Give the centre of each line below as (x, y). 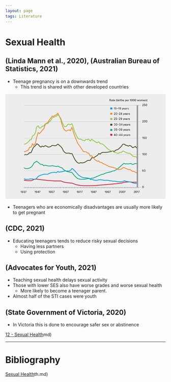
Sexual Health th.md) (27, 374)
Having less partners (42, 246)
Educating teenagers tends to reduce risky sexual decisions (75, 241)
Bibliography (33, 360)
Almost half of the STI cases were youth (54, 296)
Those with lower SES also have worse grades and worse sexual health (87, 285)
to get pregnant (29, 212)
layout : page (19, 11)
